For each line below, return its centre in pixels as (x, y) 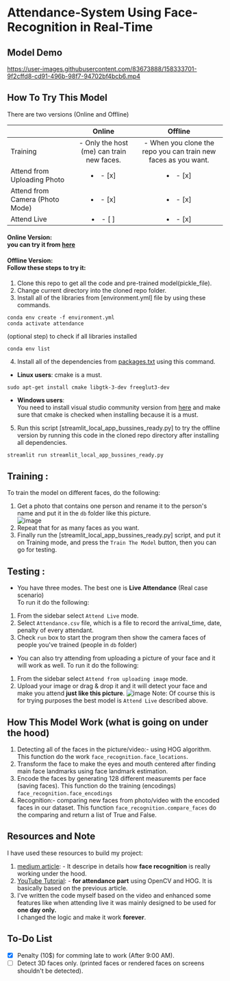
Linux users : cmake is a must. (60, 374)
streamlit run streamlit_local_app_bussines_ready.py (86, 455)
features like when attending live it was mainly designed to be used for (116, 902)
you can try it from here (41, 245)
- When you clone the (179, 143)
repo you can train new (179, 151)
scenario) (30, 595)
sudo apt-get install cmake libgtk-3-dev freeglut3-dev (88, 387)
